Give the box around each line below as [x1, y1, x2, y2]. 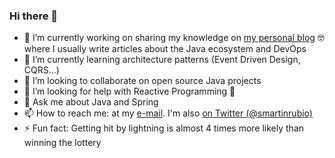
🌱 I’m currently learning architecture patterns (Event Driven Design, [23, 54, 301, 66]
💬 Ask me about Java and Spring [23, 96, 159, 108]
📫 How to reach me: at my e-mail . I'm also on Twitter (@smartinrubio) [23, 107, 313, 119]
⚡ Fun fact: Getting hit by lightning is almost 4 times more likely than [23, 122, 305, 134]
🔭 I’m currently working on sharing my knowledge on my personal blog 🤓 [23, 32, 325, 44]
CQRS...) [23, 64, 60, 76]
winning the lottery [23, 137, 102, 149]
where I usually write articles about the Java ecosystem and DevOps [23, 43, 307, 55]
